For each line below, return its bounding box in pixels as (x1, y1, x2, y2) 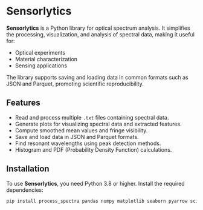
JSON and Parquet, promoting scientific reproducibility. (6, 80, 144, 87)
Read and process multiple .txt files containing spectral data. (14, 113, 169, 121)
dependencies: (6, 186, 43, 194)
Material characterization (14, 55, 77, 63)
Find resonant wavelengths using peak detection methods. (14, 140, 161, 147)
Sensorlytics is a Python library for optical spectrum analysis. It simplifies (6, 24, 190, 32)
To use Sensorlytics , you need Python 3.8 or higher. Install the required (6, 180, 185, 187)
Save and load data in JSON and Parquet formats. (14, 133, 139, 140)
